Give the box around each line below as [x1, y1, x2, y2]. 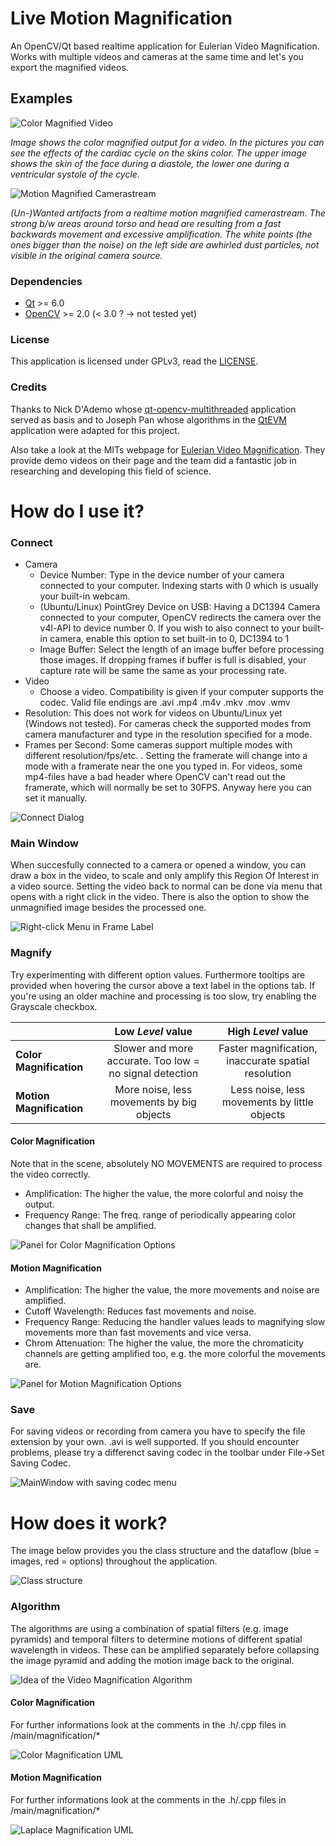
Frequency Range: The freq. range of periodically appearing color [24, 1208, 297, 1221]
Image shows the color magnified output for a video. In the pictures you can [10, 136, 325, 148]
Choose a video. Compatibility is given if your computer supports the [39, 686, 324, 698]
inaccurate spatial [226, 1053, 310, 1067]
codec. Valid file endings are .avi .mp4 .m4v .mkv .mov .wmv [39, 697, 291, 709]
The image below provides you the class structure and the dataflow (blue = [10, 1545, 320, 1557]
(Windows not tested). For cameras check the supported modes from [24, 718, 311, 730]
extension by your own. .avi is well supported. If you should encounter [10, 1436, 300, 1448]
